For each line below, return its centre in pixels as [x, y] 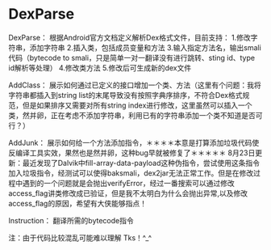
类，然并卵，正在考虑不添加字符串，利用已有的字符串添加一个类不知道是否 [132, 115]
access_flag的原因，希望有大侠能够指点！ [78, 203]
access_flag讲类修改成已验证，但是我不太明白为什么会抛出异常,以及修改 [128, 193]
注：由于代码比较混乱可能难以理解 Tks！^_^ [80, 237]
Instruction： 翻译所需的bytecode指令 [71, 220]
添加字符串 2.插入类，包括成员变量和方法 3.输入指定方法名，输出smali [146, 47]
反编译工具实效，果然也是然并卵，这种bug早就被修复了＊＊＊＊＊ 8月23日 [132, 153]
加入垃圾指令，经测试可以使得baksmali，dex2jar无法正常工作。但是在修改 [131, 173]
